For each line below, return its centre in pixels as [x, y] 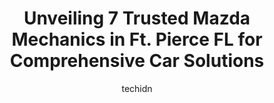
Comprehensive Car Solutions [137, 61]
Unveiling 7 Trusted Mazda [137, 18]
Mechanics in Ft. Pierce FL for [137, 39]
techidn [137, 88]
